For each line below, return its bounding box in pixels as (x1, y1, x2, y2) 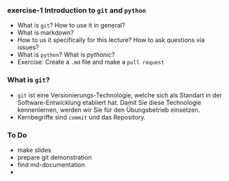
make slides (17, 146, 52, 154)
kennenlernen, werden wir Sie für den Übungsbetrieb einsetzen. (17, 106, 201, 114)
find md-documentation (17, 160, 85, 169)
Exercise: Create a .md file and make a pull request (17, 58, 165, 66)
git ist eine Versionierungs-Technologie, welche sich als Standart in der (17, 90, 223, 99)
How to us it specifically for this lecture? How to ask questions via (17, 36, 205, 44)
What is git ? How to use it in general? (17, 21, 126, 30)
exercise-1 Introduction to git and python (7, 6, 147, 15)
